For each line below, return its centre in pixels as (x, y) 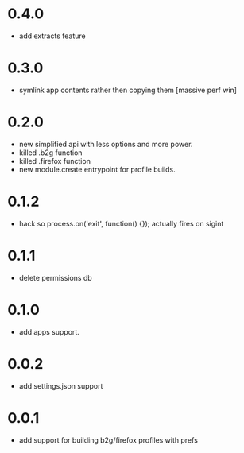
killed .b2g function (50, 153)
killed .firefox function (54, 161)
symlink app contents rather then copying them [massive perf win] (128, 90)
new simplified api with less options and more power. (106, 144)
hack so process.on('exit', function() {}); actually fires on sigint (121, 223)
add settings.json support (61, 385)
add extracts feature (52, 36)
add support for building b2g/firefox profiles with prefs (108, 440)
